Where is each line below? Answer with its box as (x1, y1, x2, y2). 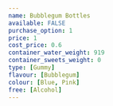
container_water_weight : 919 (8, 49, 105, 57)
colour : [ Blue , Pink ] (8, 78, 80, 86)
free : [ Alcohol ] (8, 85, 62, 94)
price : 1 (8, 33, 37, 42)
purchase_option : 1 (8, 26, 73, 34)
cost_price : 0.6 (8, 41, 62, 49)
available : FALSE (8, 19, 66, 27)
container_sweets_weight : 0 (8, 57, 102, 65)
